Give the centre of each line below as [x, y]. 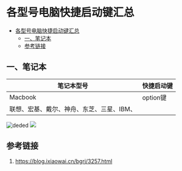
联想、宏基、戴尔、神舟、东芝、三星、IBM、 [73, 109]
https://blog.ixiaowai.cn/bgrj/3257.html [64, 161]
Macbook [23, 97]
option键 [154, 97]
